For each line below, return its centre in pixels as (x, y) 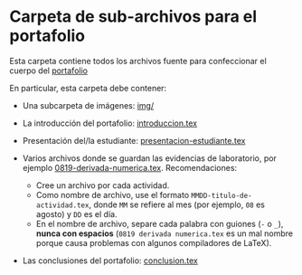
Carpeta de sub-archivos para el (133, 17)
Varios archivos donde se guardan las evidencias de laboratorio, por (150, 158)
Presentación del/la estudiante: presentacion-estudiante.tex (134, 140)
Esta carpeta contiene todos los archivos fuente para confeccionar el (138, 61)
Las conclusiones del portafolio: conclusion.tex (110, 261)
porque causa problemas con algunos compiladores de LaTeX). (154, 242)
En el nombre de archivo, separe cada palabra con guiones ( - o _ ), (160, 223)
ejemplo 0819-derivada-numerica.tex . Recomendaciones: (130, 167)
